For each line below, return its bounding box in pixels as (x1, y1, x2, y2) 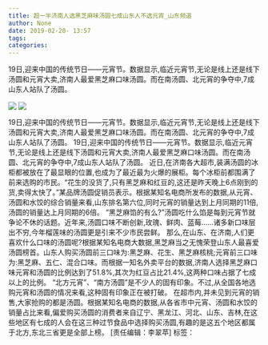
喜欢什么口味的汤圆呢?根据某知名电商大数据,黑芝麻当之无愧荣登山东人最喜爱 (8, 238, 260, 247)
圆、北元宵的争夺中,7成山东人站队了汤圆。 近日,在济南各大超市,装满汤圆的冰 (8, 158, 258, 167)
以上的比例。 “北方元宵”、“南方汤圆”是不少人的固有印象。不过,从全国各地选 (8, 278, 256, 287)
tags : (8, 34, 26, 42)
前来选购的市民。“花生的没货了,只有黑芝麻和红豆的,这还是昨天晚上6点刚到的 (8, 178, 258, 187)
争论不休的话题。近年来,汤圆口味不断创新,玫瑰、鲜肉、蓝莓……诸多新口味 (8, 218, 250, 227)
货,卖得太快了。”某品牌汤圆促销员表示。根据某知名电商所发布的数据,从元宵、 (8, 187, 258, 197)
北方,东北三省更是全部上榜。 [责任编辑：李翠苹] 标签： (14, 327, 195, 337)
